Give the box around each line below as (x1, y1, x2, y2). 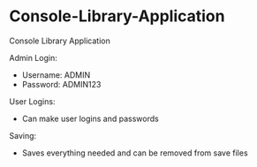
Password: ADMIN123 (21, 79, 102, 89)
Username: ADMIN (21, 69, 91, 80)
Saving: (9, 130, 37, 140)
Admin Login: (9, 52, 57, 63)
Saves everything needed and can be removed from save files (21, 148, 249, 158)
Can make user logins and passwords (21, 113, 159, 124)
